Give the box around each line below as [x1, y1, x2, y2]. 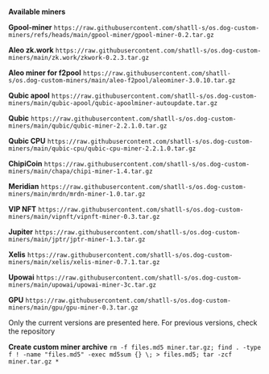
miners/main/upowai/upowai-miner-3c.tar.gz [8, 281, 157, 289]
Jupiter [8, 227, 34, 237]
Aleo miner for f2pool [8, 68, 82, 78]
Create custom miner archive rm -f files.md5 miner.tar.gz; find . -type [8, 342, 262, 351]
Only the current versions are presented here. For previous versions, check [8, 318, 258, 327]
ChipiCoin [8, 159, 43, 168]
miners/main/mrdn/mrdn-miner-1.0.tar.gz [8, 190, 147, 198]
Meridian [8, 182, 39, 191]
